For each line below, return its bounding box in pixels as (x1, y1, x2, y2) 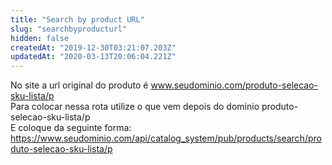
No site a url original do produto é (10, 79, 149, 91)
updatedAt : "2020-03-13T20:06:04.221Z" (10, 52, 177, 62)
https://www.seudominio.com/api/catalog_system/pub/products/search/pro (10, 132, 322, 145)
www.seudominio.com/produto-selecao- (150, 79, 319, 91)
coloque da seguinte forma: (18, 122, 132, 134)
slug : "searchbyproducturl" (10, 24, 128, 34)
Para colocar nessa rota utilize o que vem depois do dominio (10, 101, 260, 113)
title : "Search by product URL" (10, 14, 145, 25)
